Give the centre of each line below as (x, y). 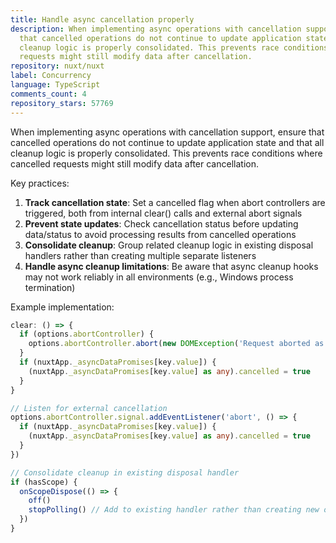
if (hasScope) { (44, 482)
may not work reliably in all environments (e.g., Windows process (159, 277)
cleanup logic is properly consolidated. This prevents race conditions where (166, 153)
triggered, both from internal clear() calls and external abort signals (163, 213)
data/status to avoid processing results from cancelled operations (160, 234)
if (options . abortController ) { (87, 334)
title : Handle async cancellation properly (102, 19)
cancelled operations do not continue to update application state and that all (167, 142)
